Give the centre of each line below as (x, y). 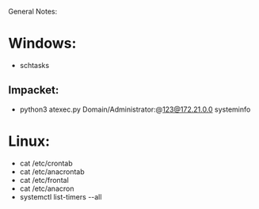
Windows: (42, 44)
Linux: (29, 141)
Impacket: (34, 90)
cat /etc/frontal (44, 180)
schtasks (34, 65)
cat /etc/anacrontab (52, 171)
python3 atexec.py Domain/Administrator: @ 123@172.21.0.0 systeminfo (135, 109)
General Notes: (33, 11)
